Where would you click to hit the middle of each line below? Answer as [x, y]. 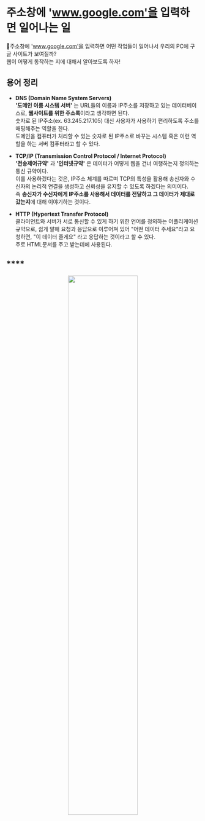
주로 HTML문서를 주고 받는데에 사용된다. [64, 244]
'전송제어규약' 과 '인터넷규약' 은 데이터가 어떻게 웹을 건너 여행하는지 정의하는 [107, 163]
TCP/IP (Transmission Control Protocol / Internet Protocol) [91, 156]
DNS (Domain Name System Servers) [63, 98]
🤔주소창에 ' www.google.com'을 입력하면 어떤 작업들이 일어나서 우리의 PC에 [98, 46]
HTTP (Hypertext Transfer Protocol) [62, 214]
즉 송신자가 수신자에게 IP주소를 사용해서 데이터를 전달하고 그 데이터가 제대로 [105, 194]
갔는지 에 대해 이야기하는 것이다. [53, 202]
